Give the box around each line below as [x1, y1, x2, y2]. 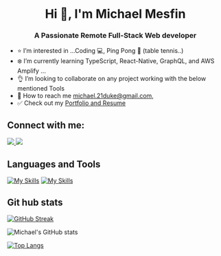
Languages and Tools [7, 158, 101, 170]
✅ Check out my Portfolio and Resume [16, 99, 126, 107]
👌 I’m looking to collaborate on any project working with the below [16, 75, 207, 83]
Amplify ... [16, 67, 47, 75]
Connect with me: [7, 119, 85, 131]
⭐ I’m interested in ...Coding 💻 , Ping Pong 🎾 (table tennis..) [16, 47, 184, 55]
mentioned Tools [16, 84, 65, 93]
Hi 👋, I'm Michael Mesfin [45, 6, 186, 22]
